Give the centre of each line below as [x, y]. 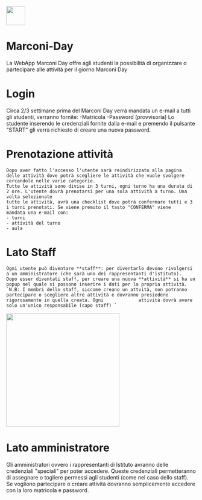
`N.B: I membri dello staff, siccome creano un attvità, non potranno [97, 289]
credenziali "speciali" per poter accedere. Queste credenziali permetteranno [101, 471]
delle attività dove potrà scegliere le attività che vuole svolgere [96, 175]
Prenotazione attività [60, 154]
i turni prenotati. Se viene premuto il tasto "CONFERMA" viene [89, 207]
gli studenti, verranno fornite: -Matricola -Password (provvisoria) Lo [90, 117]
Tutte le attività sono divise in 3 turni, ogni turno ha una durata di [99, 186]
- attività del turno [33, 223]
